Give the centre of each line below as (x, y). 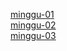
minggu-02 (33, 25)
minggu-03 (33, 35)
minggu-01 (32, 14)
